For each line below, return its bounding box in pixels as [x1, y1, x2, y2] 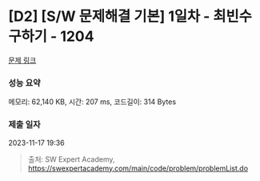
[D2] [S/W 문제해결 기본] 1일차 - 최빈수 [8, 7, 252, 26]
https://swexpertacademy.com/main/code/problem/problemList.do [27, 163, 249, 173]
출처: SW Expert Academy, [27, 154, 115, 164]
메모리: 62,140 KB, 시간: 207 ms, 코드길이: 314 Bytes [8, 97, 177, 107]
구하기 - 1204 [8, 27, 94, 46]
